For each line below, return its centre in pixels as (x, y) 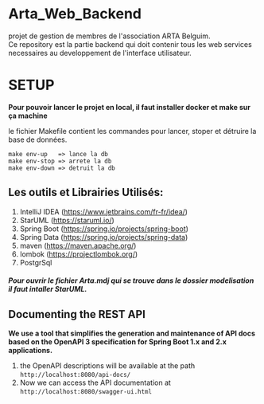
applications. (31, 351)
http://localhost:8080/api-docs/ (75, 375)
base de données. (38, 139)
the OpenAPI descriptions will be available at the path (107, 366)
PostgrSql (36, 262)
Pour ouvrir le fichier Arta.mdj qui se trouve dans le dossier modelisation (131, 280)
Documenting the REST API (77, 314)
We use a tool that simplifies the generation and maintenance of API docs (132, 333)
